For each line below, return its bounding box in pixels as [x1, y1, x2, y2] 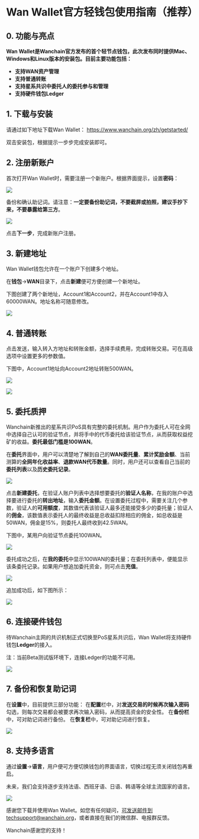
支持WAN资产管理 [14, 68, 59, 75]
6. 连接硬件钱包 [6, 617, 62, 627]
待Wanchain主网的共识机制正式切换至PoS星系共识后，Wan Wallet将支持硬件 [6, 634, 192, 641]
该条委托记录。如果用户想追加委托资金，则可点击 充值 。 [6, 563, 141, 570]
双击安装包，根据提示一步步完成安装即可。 [6, 138, 110, 145]
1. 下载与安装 [6, 109, 53, 119]
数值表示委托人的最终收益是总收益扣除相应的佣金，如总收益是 [31, 512, 182, 519]
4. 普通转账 [6, 328, 47, 338]
